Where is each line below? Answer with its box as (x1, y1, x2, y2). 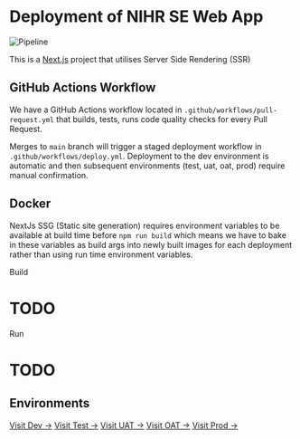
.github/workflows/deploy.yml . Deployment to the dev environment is (9, 150, 269, 161)
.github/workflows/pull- (183, 106, 277, 115)
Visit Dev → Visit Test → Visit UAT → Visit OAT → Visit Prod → (9, 419, 239, 431)
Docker (9, 196, 52, 212)
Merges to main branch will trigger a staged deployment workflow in (9, 140, 262, 151)
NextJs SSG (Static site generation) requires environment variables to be (9, 220, 280, 231)
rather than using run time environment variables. (9, 249, 193, 260)
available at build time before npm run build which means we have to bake (9, 229, 287, 241)
